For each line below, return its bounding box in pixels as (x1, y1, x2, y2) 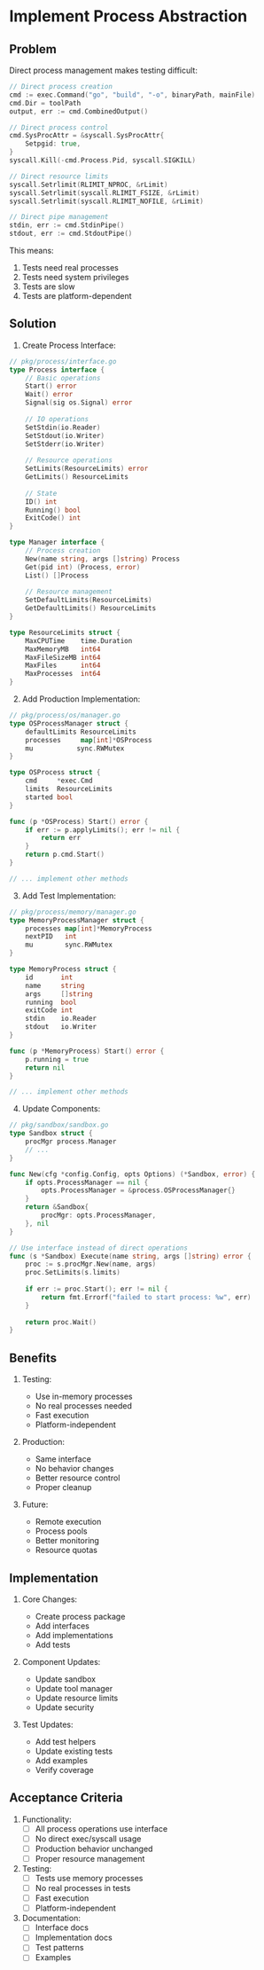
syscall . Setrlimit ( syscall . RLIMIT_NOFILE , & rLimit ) (9, 197, 204, 206)
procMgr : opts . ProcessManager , (41, 1211, 157, 1220)
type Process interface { (9, 365, 105, 374)
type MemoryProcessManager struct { (9, 915, 144, 924)
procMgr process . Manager (25, 1137, 117, 1146)
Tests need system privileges (21, 272, 129, 282)
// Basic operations (25, 373, 101, 382)
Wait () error (25, 390, 74, 399)
